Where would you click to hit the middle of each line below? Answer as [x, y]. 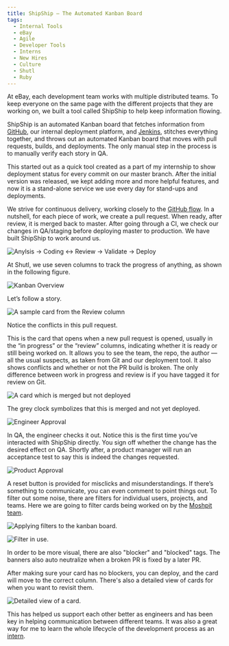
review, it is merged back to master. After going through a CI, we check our [113, 224]
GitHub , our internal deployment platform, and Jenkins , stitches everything [112, 132]
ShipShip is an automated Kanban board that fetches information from [106, 125]
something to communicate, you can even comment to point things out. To [112, 491]
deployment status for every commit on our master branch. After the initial [112, 174]
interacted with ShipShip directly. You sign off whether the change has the [112, 443]
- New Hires [31, 58]
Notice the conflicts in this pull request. [62, 325]
